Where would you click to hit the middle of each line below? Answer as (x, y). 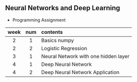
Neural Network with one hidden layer (86, 56)
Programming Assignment (39, 20)
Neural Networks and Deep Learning (63, 8)
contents (52, 32)
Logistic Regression (64, 48)
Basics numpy (58, 40)
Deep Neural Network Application (81, 72)
